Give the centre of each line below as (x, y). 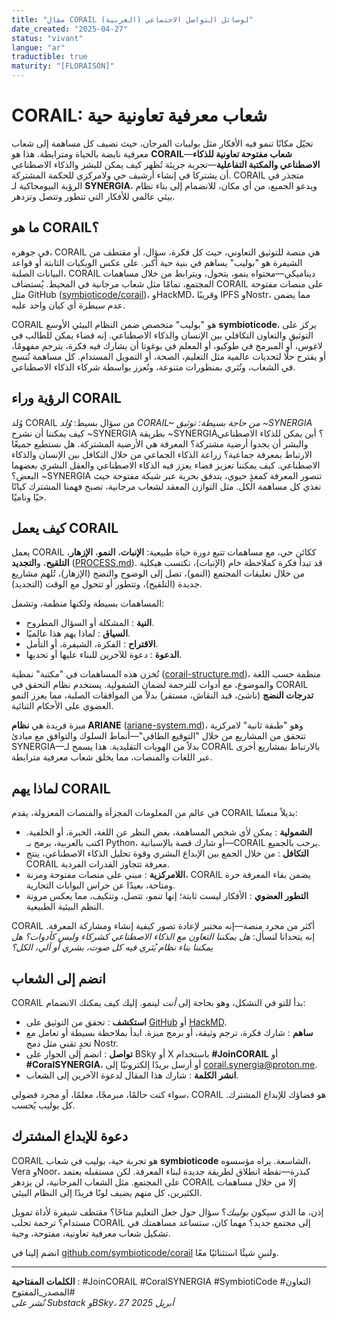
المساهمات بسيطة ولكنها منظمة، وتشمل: (88, 603)
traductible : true (49, 57)
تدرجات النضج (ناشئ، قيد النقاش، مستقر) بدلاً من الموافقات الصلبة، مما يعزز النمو (162, 695)
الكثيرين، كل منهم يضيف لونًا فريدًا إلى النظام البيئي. (107, 1192)
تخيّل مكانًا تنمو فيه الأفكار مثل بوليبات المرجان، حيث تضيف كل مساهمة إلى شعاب (162, 143)
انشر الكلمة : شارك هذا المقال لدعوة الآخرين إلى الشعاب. (132, 1075)
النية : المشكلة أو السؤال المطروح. (90, 623)
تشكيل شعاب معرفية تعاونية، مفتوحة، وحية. (91, 1233)
